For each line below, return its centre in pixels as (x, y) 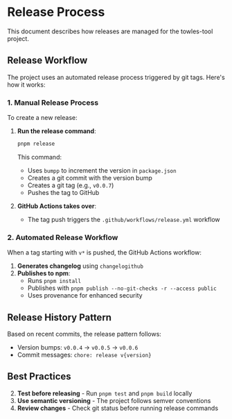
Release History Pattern (60, 317)
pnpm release (36, 144)
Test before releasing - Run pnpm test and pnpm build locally (105, 393)
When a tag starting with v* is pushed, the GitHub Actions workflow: (105, 253)
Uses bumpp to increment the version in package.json (102, 170)
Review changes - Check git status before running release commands (118, 408)
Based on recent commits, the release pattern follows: (84, 334)
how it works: (26, 85)
